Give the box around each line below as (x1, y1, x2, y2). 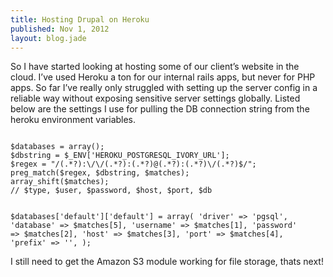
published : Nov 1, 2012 (10, 24, 110, 34)
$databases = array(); (10, 142, 105, 152)
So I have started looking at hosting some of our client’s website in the (10, 61, 300, 73)
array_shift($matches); (10, 177, 110, 187)
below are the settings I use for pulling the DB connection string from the (10, 103, 310, 115)
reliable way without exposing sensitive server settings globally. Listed (10, 92, 301, 105)
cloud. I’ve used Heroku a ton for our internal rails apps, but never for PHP (10, 71, 316, 83)
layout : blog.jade (10, 33, 87, 43)
